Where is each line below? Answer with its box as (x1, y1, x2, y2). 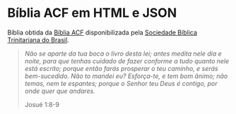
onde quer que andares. (24, 87, 95, 95)
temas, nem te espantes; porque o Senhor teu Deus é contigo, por (24, 79, 218, 87)
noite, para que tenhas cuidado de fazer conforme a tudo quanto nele (24, 56, 230, 65)
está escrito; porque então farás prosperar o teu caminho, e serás (24, 64, 218, 72)
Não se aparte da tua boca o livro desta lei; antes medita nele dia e (24, 49, 223, 58)
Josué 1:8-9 (24, 100, 60, 108)
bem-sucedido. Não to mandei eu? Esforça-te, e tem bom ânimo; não (24, 72, 228, 80)
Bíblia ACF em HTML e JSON (7, 5, 177, 21)
